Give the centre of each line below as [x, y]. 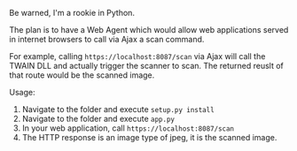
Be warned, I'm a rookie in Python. [72, 13]
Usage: [22, 92]
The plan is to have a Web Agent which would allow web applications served [149, 30]
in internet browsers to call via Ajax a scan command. [107, 39]
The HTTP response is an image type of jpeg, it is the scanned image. [149, 137]
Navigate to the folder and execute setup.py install [118, 109]
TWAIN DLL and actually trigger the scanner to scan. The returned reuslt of [146, 66]
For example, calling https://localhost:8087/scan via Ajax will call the [137, 56]
